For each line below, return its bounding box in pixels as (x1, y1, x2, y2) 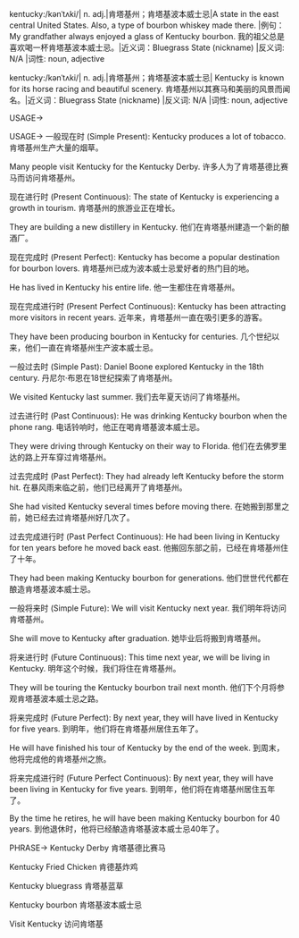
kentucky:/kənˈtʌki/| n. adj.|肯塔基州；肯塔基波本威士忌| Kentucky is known (9, 72, 285, 83)
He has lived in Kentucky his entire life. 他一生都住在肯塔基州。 (9, 282, 240, 292)
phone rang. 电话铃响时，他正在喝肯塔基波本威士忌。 (9, 422, 205, 432)
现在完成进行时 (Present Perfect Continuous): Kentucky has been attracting (9, 301, 287, 311)
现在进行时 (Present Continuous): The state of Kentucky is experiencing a (9, 191, 279, 202)
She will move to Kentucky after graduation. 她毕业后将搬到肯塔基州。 (9, 633, 266, 643)
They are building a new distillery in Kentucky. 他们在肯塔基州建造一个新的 (9, 222, 282, 232)
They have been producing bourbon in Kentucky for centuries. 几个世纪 (9, 331, 272, 342)
